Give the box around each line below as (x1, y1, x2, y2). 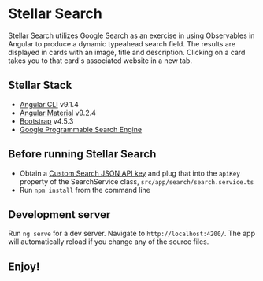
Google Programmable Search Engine (19, 124, 143, 134)
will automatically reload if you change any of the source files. (8, 237, 209, 246)
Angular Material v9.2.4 (19, 108, 96, 117)
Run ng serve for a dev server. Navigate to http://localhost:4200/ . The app (8, 229, 256, 238)
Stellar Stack (8, 79, 72, 92)
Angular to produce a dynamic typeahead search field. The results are (8, 39, 236, 48)
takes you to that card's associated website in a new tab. (8, 56, 193, 65)
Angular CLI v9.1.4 (19, 99, 79, 109)
